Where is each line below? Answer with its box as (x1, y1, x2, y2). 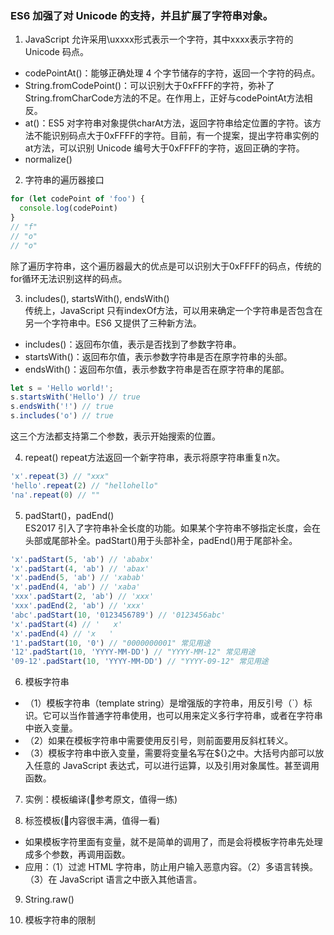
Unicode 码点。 (24, 46, 89, 58)
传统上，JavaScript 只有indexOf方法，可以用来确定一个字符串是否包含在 (24, 304, 323, 316)
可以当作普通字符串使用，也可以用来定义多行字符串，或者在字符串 (51, 710, 323, 722)
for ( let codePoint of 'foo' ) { (10, 194, 145, 204)
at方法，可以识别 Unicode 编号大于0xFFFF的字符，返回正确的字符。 (24, 142, 305, 154)
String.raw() (24, 893, 75, 906)
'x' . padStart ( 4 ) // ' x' (10, 619, 123, 629)
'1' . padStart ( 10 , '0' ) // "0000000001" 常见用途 (10, 638, 211, 648)
